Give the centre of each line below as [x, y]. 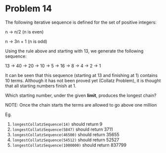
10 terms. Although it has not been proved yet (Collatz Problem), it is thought [83, 80]
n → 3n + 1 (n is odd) [26, 41]
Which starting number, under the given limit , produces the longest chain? [81, 95]
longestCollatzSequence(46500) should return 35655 [66, 134]
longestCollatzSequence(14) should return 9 [57, 124]
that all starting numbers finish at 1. [41, 86]
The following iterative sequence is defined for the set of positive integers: [81, 22]
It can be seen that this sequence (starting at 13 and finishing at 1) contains [82, 75]
